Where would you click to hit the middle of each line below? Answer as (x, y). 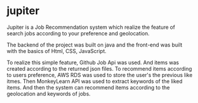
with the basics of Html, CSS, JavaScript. (57, 51)
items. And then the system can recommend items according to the (88, 87)
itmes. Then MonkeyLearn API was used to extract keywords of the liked (95, 81)
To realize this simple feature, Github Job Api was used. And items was (93, 62)
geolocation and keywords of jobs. (49, 94)
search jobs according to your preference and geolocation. (78, 33)
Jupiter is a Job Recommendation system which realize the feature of (91, 27)
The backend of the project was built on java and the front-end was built (95, 45)
